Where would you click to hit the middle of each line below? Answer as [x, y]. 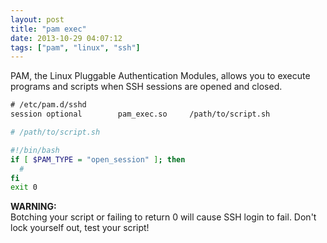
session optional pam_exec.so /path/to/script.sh [140, 114]
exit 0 [24, 187]
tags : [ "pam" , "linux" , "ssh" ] [75, 47]
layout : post [37, 19]
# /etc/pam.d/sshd [48, 105]
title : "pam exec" [48, 29]
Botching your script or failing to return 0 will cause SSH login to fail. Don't [163, 217]
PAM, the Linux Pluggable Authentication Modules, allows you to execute [160, 76]
